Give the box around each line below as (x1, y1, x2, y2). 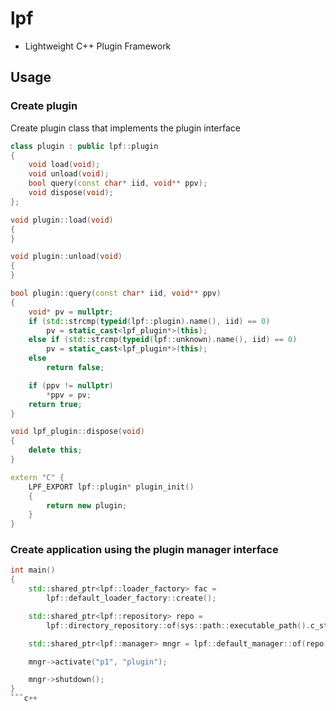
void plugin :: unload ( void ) (10, 252, 123, 262)
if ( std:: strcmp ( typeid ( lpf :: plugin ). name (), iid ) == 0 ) (28, 316, 271, 326)
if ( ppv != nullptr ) (28, 380, 114, 391)
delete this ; (28, 445, 83, 456)
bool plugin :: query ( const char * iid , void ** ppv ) (10, 288, 222, 298)
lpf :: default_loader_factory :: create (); (46, 593, 217, 604)
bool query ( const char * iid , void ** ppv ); (28, 178, 208, 189)
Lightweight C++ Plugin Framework (24, 40, 172, 52)
